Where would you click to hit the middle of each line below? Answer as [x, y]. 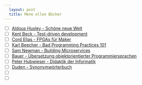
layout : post [22, 10]
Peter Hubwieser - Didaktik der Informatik [54, 61]
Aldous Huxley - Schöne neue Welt [47, 28]
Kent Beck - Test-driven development [49, 34]
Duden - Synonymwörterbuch [42, 67]
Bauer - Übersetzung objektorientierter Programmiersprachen [74, 56]
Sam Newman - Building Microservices [51, 50]
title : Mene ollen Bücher [35, 14]
